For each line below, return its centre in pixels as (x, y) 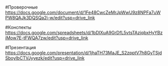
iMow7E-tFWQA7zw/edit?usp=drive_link (47, 38)
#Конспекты (18, 27)
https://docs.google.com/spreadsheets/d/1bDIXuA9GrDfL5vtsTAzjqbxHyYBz (84, 33)
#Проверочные (21, 7)
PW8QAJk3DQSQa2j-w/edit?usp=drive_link (50, 18)
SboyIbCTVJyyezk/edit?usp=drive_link (45, 58)
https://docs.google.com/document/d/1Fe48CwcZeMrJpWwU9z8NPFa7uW (83, 12)
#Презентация (21, 47)
